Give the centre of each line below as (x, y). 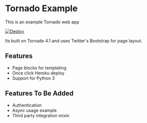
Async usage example (34, 110)
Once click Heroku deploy (38, 73)
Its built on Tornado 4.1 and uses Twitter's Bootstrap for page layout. (74, 41)
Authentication (27, 105)
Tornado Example (42, 9)
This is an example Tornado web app (42, 22)
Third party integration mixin (41, 115)
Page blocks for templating (39, 68)
